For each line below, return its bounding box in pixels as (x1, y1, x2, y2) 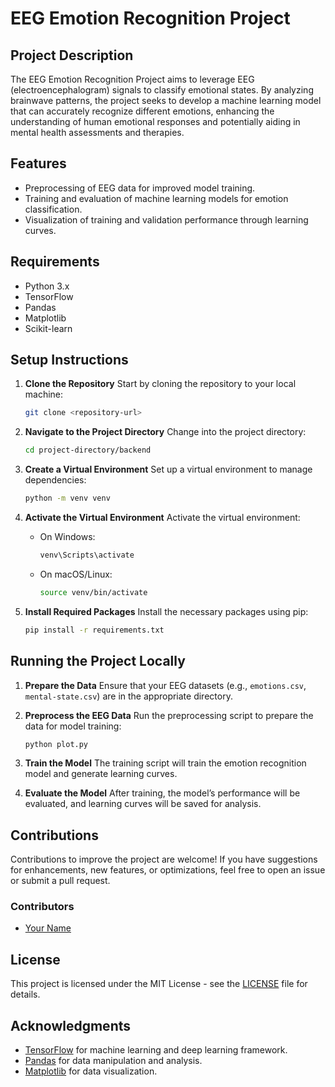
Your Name (24, 922, 72, 934)
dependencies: (24, 474, 87, 486)
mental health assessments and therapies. (10, 127, 185, 138)
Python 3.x (24, 280, 70, 292)
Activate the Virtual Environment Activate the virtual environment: (24, 512, 301, 524)
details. (10, 988, 41, 1001)
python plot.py (24, 739, 89, 749)
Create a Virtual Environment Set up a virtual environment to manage (24, 463, 313, 476)
